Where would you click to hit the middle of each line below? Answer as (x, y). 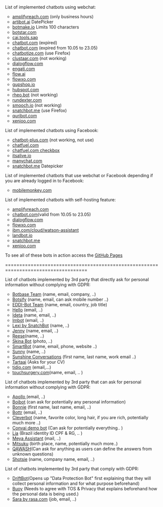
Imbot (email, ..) (28, 320)
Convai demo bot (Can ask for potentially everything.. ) (68, 428)
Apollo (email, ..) (29, 397)
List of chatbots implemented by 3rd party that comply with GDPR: (72, 469)
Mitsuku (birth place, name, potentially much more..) (65, 443)
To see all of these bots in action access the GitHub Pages (64, 255)
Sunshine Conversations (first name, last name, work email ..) (74, 357)
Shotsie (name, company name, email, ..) (53, 459)
